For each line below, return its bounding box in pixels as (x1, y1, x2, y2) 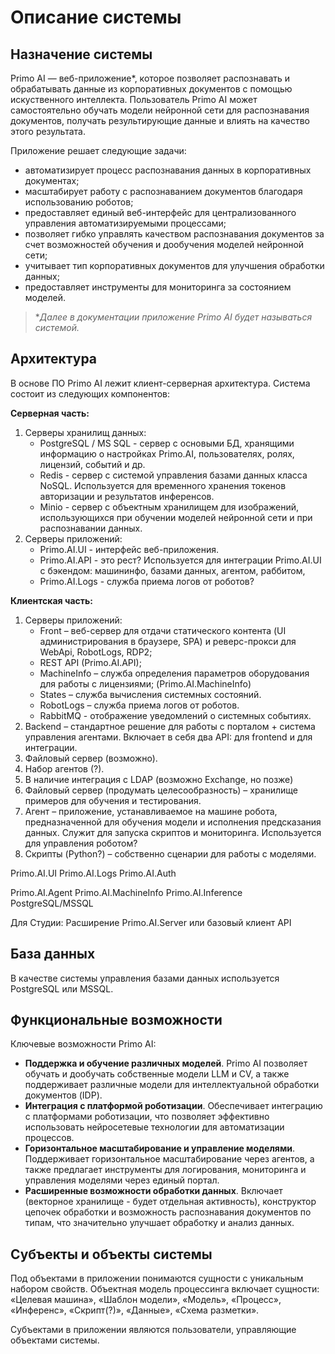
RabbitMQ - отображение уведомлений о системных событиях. (39, 709, 312, 721)
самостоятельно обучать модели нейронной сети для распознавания (10, 104, 310, 116)
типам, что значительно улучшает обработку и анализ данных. (24, 1217, 295, 1229)
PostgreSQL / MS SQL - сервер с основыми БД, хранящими (39, 437, 295, 449)
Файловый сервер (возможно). (24, 752, 158, 764)
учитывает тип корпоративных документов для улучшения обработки (24, 260, 325, 271)
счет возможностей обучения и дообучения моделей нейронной (24, 239, 305, 250)
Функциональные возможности (10, 1012, 223, 1029)
